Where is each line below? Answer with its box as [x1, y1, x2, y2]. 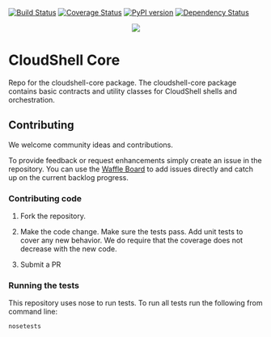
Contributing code [8, 192, 83, 204]
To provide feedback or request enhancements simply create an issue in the [8, 155, 262, 165]
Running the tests [8, 280, 79, 291]
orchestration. [8, 95, 55, 104]
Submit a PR [19, 259, 61, 270]
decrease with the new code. [19, 244, 117, 254]
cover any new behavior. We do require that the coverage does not [19, 235, 243, 246]
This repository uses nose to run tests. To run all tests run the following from [8, 298, 263, 308]
